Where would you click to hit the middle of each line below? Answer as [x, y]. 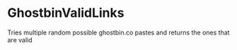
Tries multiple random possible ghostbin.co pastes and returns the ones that [118, 32]
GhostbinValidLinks [66, 13]
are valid [20, 39]
